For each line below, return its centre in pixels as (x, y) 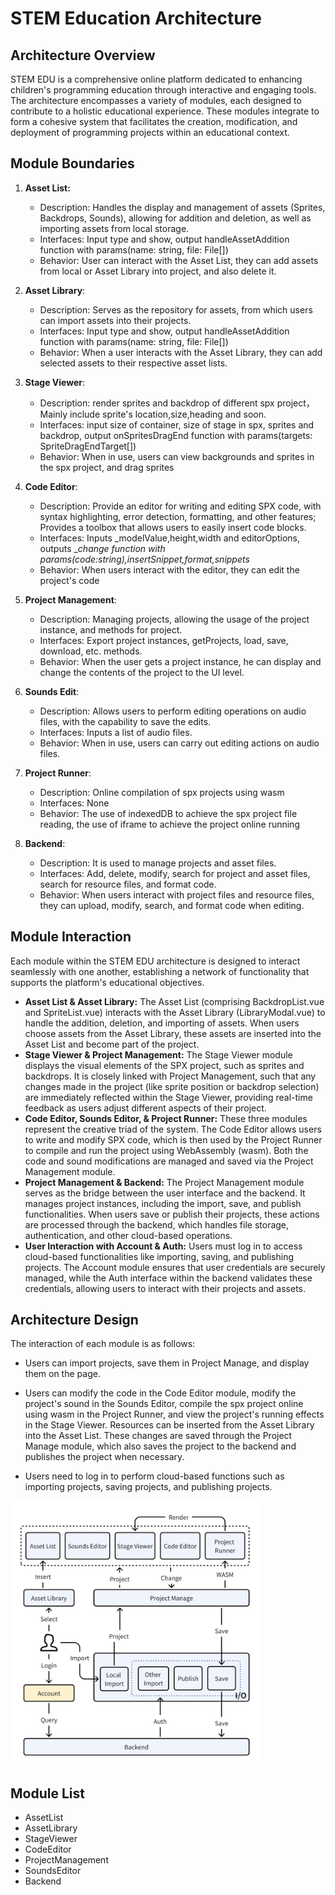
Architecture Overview (83, 55)
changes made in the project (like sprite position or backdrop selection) (172, 1086)
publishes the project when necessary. (104, 1457)
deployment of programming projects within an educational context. (150, 132)
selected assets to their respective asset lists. (133, 363)
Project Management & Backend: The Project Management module (164, 1182)
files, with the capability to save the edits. (125, 721)
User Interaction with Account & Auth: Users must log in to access (163, 1246)
